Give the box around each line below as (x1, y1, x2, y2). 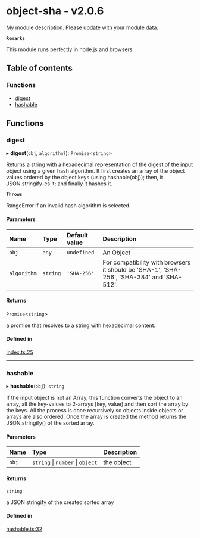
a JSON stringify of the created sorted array (6, 499, 114, 506)
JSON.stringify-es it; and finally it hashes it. (6, 180, 113, 187)
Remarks (6, 35, 26, 41)
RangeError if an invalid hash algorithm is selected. (6, 202, 131, 209)
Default (66, 231, 88, 239)
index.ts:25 (6, 349, 34, 356)
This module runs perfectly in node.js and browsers (6, 46, 133, 53)
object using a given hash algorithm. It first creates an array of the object (6, 167, 185, 175)
